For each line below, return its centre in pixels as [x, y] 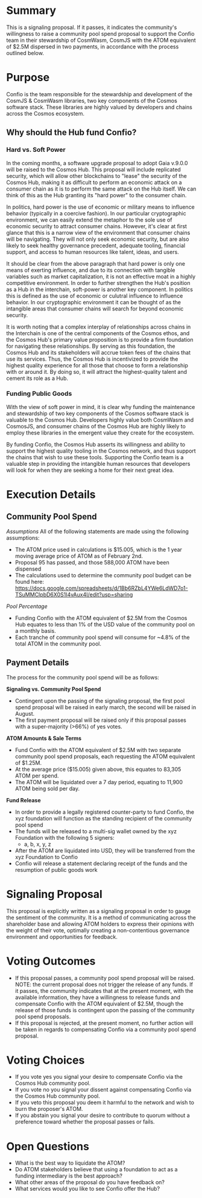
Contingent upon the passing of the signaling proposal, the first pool [100, 701]
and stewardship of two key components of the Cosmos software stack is [98, 413]
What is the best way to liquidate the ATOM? [70, 1163]
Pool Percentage [27, 606]
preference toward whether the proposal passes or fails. [85, 1122]
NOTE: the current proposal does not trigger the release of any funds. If [104, 984]
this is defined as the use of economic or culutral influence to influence [95, 296]
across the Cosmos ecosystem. [46, 113]
